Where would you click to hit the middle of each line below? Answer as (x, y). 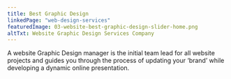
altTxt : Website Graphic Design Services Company (81, 33)
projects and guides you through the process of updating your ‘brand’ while (116, 61)
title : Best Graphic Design (48, 14)
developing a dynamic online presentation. (68, 68)
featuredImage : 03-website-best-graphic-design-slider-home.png (103, 27)
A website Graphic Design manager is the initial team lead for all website (111, 53)
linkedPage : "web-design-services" (59, 20)
